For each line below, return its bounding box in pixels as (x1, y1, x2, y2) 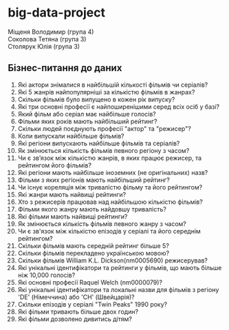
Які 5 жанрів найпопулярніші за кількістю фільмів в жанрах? (17, 87, 195, 96)
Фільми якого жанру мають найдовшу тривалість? (17, 205, 167, 213)
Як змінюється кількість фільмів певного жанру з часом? (17, 219, 186, 228)
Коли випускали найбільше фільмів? (17, 132, 124, 140)
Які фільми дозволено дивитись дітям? (17, 315, 133, 323)
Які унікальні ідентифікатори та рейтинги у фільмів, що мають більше (17, 263, 222, 271)
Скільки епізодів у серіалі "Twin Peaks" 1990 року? (17, 300, 168, 308)
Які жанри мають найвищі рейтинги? (17, 190, 127, 198)
